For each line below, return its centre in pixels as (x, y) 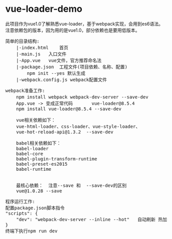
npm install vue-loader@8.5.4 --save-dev (69, 109)
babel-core (30, 154)
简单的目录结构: (23, 41)
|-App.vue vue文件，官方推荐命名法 (59, 60)
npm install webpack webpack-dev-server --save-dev (82, 97)
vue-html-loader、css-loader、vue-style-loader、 (78, 126)
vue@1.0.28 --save (39, 191)
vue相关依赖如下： (36, 120)
